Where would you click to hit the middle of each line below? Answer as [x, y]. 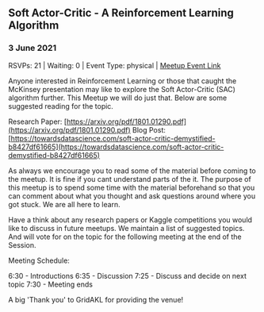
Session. [23, 245]
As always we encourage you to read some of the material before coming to [132, 171]
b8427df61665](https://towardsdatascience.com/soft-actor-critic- [116, 147]
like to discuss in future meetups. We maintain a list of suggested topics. [126, 228]
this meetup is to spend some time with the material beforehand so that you [132, 187]
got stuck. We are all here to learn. [64, 204]
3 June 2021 [33, 48]
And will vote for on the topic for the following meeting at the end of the [125, 237]
